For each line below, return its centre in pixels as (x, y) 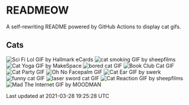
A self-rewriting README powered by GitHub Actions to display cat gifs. (94, 27)
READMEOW (38, 10)
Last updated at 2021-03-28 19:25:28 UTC (58, 96)
